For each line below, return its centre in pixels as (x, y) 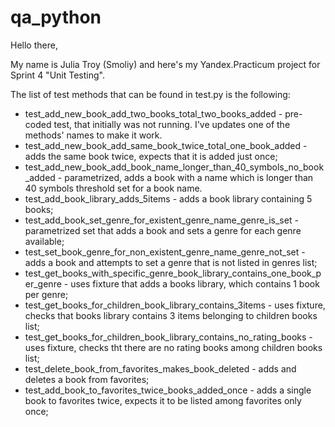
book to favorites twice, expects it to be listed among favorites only (163, 400)
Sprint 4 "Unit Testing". (57, 75)
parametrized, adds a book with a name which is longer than (189, 177)
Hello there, (34, 45)
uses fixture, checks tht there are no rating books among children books (173, 347)
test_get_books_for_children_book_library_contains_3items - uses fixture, (175, 305)
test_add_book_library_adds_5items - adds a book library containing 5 (168, 198)
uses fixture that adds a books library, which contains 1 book (195, 283)
